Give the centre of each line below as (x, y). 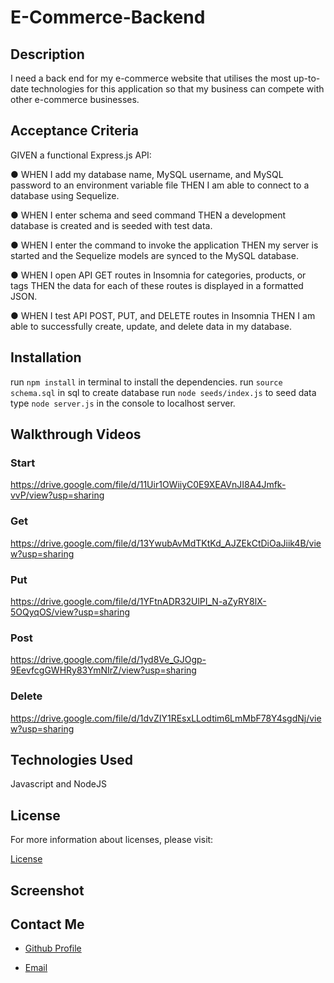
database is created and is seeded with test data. (111, 225)
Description (47, 54)
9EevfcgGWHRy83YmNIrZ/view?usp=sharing (103, 670)
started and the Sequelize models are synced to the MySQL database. (154, 255)
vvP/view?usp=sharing (57, 495)
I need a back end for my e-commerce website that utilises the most (151, 78)
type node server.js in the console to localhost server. (123, 403)
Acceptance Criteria (74, 131)
